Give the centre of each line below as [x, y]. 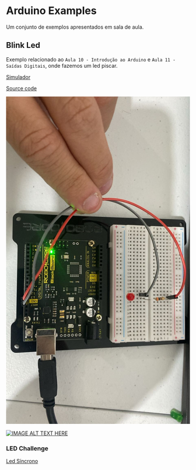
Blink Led [23, 45]
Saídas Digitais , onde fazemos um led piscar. [62, 65]
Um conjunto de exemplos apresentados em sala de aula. [75, 27]
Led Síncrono [22, 461]
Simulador [18, 77]
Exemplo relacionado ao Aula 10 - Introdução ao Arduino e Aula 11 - [91, 59]
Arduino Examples [52, 11]
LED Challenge [27, 448]
